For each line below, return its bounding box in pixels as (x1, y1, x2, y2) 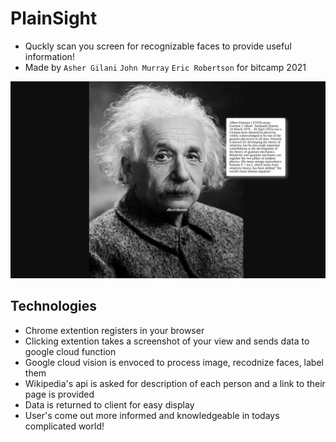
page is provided (24, 388, 95, 400)
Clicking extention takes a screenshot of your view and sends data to (24, 335, 310, 347)
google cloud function (24, 345, 117, 357)
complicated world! (24, 420, 105, 432)
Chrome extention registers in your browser (24, 324, 205, 336)
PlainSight (10, 7, 98, 30)
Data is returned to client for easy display (24, 398, 195, 411)
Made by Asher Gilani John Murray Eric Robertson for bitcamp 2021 (24, 61, 307, 73)
